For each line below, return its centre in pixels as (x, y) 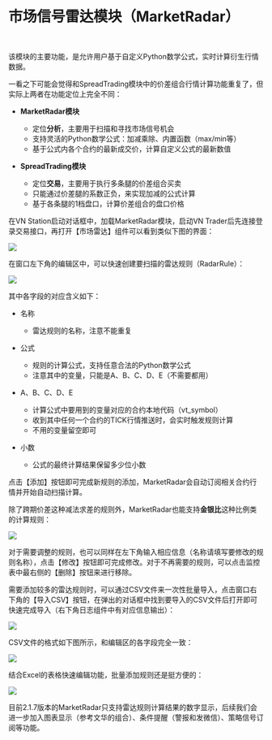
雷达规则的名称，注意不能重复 (82, 331)
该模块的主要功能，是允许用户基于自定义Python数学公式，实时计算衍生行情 (134, 56)
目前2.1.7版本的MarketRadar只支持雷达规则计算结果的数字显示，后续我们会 (133, 707)
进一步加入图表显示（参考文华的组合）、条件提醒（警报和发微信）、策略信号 (132, 717)
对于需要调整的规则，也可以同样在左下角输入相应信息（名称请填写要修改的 (132, 552)
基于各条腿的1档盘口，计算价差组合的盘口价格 (108, 203)
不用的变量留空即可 (64, 430)
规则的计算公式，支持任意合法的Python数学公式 (112, 365)
